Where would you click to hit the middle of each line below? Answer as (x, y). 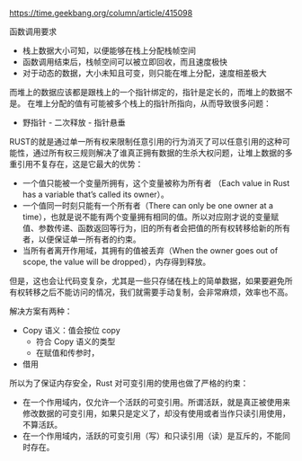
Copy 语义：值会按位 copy (71, 330)
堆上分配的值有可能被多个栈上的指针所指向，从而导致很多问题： (153, 103)
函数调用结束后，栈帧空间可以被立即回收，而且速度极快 (124, 62)
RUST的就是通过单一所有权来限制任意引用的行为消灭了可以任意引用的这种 (146, 142)
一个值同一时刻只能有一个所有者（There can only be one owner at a (148, 205)
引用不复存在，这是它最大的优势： (80, 164)
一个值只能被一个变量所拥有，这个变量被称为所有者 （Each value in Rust (156, 183)
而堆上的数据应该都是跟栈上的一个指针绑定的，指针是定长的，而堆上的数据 (147, 92)
